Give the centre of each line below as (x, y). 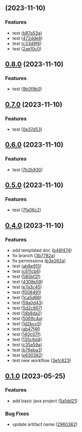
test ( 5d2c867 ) (27, 308)
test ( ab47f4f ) (26, 329)
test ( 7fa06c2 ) (27, 210)
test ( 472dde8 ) (27, 38)
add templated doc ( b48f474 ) (42, 250)
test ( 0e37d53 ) (27, 129)
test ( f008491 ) (27, 292)
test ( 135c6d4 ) (27, 340)
